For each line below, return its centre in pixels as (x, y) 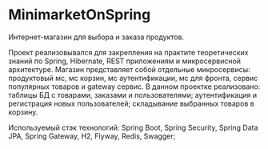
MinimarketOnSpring (80, 15)
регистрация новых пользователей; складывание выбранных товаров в (131, 103)
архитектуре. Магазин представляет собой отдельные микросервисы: (129, 69)
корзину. (23, 112)
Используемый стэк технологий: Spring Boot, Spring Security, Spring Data (133, 127)
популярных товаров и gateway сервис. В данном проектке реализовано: (134, 87)
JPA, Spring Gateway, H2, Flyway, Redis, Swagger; (92, 136)
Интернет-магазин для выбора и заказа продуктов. (96, 37)
